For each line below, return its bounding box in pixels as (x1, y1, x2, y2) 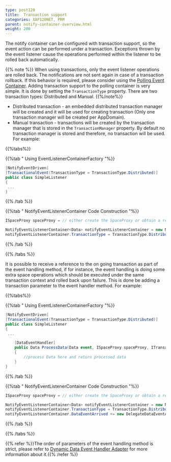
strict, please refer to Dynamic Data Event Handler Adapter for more (5, 446, 148, 452)
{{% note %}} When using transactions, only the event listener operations (5, 67, 160, 73)
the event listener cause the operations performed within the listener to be (5, 51, 161, 58)
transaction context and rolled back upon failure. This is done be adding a (5, 277, 160, 283)
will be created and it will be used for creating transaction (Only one (12, 109, 155, 115)
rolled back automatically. (5, 57, 60, 63)
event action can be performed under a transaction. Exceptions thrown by (5, 46, 160, 52)
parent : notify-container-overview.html (5, 21, 93, 27)
